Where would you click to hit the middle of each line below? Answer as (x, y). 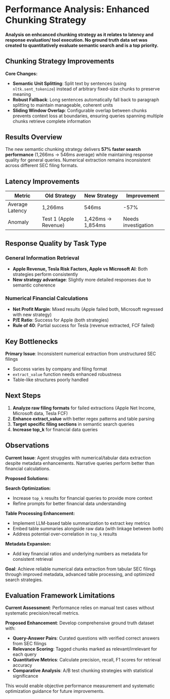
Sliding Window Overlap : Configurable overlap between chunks (80, 110)
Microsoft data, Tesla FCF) (40, 413)
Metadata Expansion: (28, 544)
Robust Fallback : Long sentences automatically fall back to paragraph (86, 100)
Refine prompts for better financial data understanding (69, 503)
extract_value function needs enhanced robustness (67, 374)
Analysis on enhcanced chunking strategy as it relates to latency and (79, 35)
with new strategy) (32, 315)
